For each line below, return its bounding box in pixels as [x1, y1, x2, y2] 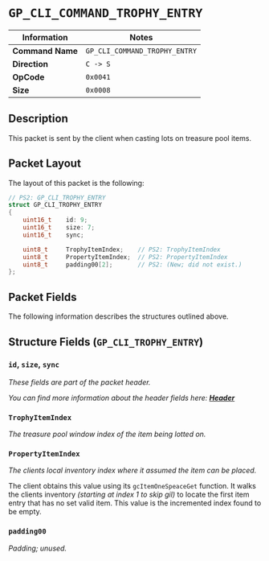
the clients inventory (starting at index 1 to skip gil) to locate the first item [8, 489, 251, 500]
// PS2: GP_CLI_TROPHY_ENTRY [8, 193, 106, 202]
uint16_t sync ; [22, 231, 84, 239]
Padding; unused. [8, 543, 67, 553]
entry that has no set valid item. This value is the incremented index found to [8, 498, 262, 508]
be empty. [8, 507, 42, 517]
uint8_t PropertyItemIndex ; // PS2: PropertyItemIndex [22, 253, 228, 261]
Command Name [12, 45, 79, 56]
